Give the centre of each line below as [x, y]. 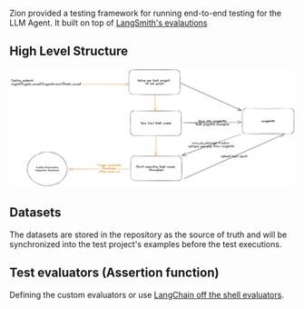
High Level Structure [69, 51]
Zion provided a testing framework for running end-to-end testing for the [146, 13]
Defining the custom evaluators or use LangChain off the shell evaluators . [147, 294]
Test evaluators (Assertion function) [114, 273]
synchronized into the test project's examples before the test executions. [146, 244]
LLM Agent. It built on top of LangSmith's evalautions [108, 23]
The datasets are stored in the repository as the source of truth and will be [148, 234]
